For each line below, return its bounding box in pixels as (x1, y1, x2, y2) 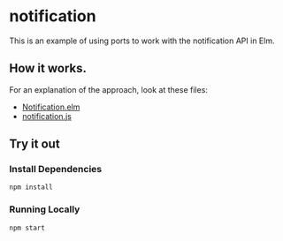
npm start (9, 223, 46, 232)
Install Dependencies (9, 163, 103, 176)
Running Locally (9, 203, 80, 215)
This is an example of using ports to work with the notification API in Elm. (9, 35, 275, 46)
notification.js (21, 110, 73, 121)
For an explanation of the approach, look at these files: (9, 84, 208, 94)
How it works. (9, 61, 87, 76)
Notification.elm (21, 102, 80, 112)
